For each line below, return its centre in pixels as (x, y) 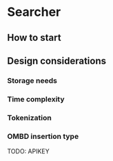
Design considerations (57, 60)
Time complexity (36, 99)
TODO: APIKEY (28, 151)
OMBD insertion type (43, 136)
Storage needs (32, 80)
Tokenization (29, 117)
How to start (34, 38)
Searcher (34, 12)
